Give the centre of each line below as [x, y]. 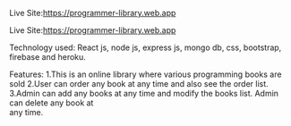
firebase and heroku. [48, 57]
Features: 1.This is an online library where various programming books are [145, 74]
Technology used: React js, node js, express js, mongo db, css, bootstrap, [145, 47]
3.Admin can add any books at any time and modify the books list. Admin [144, 93]
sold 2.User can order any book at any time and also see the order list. [139, 84]
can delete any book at [51, 103]
